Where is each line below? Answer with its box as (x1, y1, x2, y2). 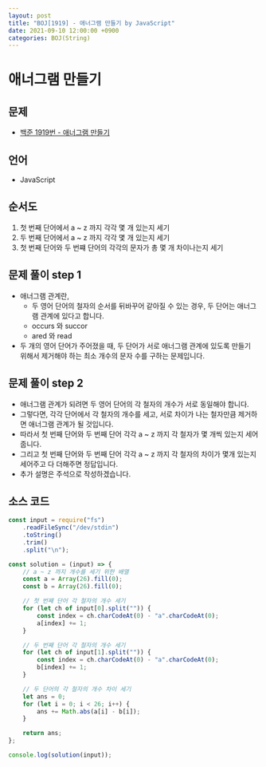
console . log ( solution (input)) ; (8, 751, 112, 759)
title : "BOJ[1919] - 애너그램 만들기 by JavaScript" (8, 19, 175, 27)
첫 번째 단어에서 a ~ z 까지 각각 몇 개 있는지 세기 (19, 223, 170, 232)
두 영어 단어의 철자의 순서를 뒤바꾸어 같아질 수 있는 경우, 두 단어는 (31, 301, 236, 310)
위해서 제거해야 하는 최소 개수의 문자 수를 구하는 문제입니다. (19, 350, 205, 360)
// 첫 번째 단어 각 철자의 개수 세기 (22, 597, 126, 605)
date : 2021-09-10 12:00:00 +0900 (8, 26, 119, 34)
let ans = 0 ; (22, 692, 66, 701)
